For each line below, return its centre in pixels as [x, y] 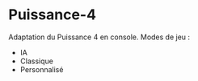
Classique [37, 61]
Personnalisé [42, 69]
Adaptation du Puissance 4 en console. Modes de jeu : [99, 37]
